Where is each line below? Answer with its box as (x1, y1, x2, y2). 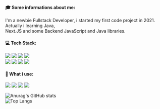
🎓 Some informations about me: (5, 4, 76, 10)
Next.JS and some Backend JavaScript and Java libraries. (5, 28, 126, 34)
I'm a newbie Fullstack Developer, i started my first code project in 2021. (5, 18, 155, 24)
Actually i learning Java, (5, 23, 56, 29)
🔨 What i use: (5, 71, 34, 77)
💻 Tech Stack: (5, 40, 37, 46)
